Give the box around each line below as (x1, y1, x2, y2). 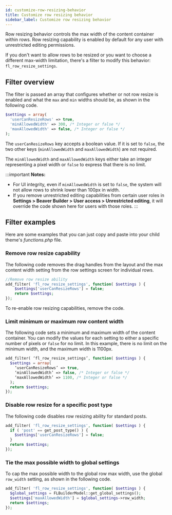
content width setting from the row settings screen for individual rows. (5, 267, 154, 273)
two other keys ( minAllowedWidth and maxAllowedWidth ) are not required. (5, 146, 158, 152)
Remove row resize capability (5, 250, 81, 257)
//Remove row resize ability (5, 276, 68, 282)
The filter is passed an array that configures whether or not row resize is (5, 91, 159, 97)
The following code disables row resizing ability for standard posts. (5, 413, 147, 419)
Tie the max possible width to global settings (5, 459, 120, 466)
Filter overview (5, 77, 54, 86)
